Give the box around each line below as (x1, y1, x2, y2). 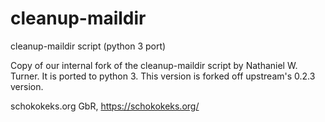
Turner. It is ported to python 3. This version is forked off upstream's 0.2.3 (10, 70, 316, 82)
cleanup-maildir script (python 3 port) (10, 40, 167, 52)
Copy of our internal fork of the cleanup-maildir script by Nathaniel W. (10, 59, 298, 71)
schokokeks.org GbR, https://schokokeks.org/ (10, 100, 200, 112)
